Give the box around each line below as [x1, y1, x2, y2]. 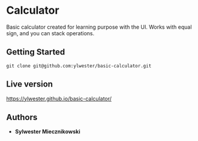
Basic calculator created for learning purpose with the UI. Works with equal [6, 23, 192, 30]
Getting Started [6, 47, 65, 57]
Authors [6, 112, 38, 122]
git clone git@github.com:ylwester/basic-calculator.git [6, 63, 152, 69]
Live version [6, 79, 53, 90]
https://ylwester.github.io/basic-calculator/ [6, 95, 112, 102]
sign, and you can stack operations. [6, 29, 95, 36]
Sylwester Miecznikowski [14, 128, 80, 135]
